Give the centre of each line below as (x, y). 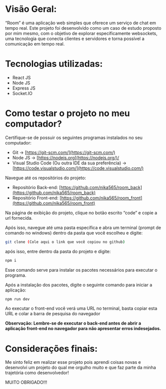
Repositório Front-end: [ (37, 198)
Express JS (24, 88)
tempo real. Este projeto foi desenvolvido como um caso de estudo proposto (83, 28)
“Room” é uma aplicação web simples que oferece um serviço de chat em (81, 23)
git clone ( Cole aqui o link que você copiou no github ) (65, 242)
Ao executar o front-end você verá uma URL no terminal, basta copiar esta (81, 308)
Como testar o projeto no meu (68, 114)
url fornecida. (19, 218)
